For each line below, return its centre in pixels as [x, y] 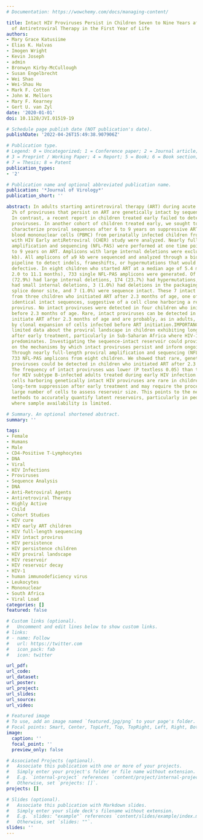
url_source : [21, 699]
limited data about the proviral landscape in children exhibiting [98, 330]
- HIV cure [20, 521]
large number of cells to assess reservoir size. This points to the [101, 392]
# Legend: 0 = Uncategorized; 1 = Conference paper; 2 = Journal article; [102, 152]
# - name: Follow [28, 638]
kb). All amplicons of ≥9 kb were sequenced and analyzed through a [100, 257]
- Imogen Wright [27, 51]
